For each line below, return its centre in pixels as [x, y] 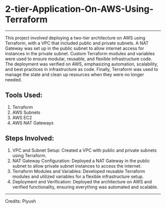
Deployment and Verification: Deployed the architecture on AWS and [82, 181]
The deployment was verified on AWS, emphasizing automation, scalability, [82, 64]
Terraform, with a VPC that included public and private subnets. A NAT [77, 43]
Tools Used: [24, 95]
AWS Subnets [26, 112]
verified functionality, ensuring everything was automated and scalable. [85, 187]
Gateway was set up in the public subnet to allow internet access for [75, 48]
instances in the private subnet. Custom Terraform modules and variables [80, 53]
